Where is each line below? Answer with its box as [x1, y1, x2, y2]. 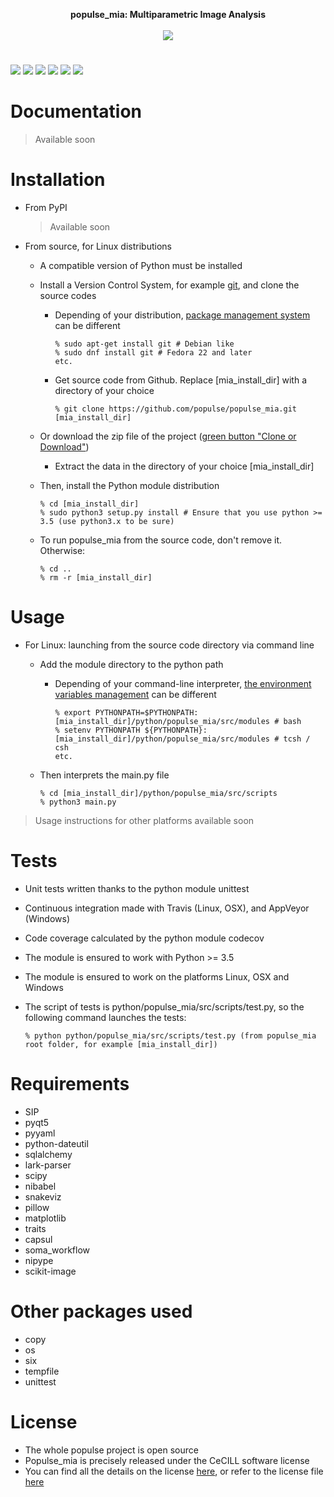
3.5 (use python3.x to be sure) [39, 517, 175, 527]
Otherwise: [39, 545, 86, 557]
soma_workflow [24, 1244, 91, 1256]
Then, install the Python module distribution [39, 480, 220, 492]
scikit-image [24, 1265, 77, 1277]
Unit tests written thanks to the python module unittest [24, 882, 250, 894]
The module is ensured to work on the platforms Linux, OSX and [24, 970, 290, 983]
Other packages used [10, 1300, 193, 1323]
